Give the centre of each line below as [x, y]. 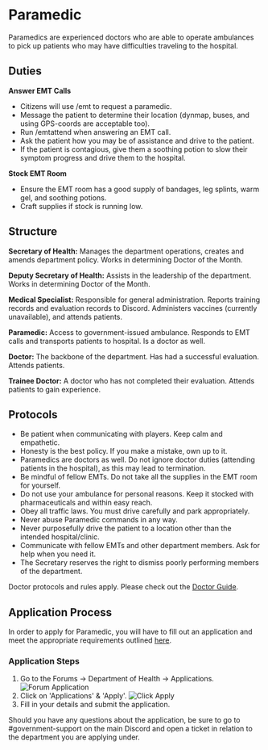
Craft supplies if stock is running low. [81, 206]
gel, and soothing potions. [63, 197]
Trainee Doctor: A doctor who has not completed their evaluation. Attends [132, 380]
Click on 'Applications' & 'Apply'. [73, 696]
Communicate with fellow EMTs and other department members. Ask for [140, 546]
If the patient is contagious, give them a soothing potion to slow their [134, 149]
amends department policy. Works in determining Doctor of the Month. [126, 259]
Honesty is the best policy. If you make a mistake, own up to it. [124, 451]
